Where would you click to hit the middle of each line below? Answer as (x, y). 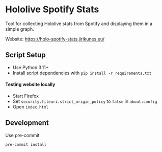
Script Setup (25, 55)
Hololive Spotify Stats (52, 9)
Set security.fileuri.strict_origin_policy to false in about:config (85, 101)
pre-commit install (26, 144)
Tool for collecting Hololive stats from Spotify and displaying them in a (79, 24)
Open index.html (31, 106)
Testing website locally (30, 84)
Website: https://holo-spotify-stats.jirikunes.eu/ (55, 39)
